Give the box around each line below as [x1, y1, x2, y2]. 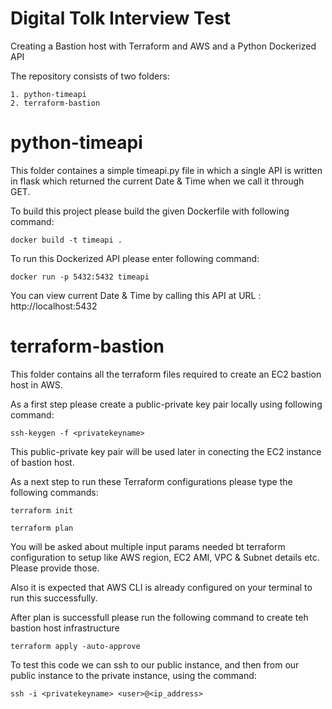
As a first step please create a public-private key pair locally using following [10, 398, 323, 410]
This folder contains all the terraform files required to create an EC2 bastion [10, 368, 322, 380]
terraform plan [10, 523, 74, 533]
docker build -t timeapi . [10, 235, 123, 245]
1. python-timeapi [10, 89, 87, 99]
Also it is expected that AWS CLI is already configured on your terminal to [10, 581, 313, 593]
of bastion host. [10, 456, 75, 468]
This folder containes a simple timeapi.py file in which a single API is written [10, 164, 323, 176]
